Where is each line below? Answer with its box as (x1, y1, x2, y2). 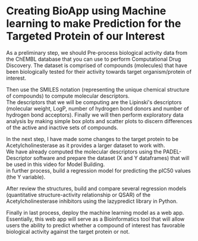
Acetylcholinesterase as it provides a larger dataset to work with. (6, 142, 165, 149)
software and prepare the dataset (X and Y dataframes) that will (33, 154, 190, 161)
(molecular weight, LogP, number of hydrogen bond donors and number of (6, 105, 189, 112)
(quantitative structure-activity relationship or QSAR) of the (6, 191, 151, 198)
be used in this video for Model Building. (6, 161, 105, 168)
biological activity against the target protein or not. (6, 228, 130, 235)
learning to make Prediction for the (6, 17, 181, 30)
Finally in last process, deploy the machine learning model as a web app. (6, 209, 184, 216)
